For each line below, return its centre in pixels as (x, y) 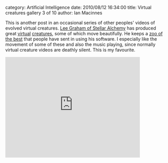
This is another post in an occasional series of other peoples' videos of (80, 23)
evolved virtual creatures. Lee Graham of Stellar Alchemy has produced (81, 28)
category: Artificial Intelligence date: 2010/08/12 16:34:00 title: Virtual (79, 7)
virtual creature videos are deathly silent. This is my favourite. (70, 50)
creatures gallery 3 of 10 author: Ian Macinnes (54, 13)
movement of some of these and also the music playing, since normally (80, 44)
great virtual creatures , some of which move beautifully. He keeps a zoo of (84, 33)
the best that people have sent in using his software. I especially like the (81, 39)
